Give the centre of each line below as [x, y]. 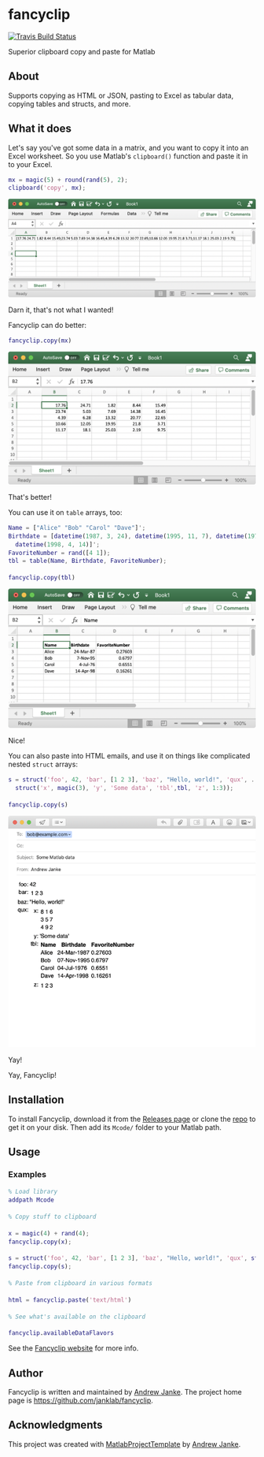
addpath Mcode [31, 1200]
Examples [27, 1175]
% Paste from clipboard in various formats [81, 1284]
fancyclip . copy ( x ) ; [40, 1242]
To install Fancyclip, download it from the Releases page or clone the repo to [132, 1119]
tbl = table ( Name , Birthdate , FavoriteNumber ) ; [88, 561]
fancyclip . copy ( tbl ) [42, 578]
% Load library [33, 1192]
